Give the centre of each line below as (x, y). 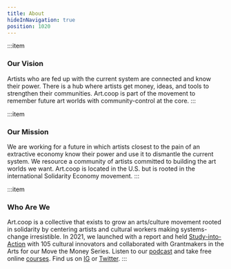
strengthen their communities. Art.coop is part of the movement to (101, 93)
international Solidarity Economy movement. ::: (73, 175)
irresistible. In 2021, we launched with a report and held (109, 237)
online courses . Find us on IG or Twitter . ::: (67, 259)
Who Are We (29, 207)
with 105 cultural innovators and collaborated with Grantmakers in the (125, 244)
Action (17, 244)
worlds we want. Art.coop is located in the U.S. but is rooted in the (101, 169)
